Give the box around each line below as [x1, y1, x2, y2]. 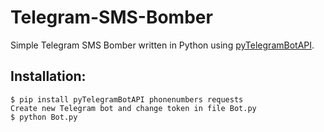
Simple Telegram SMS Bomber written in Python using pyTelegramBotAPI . [10, 39, 315, 51]
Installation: [10, 68, 87, 85]
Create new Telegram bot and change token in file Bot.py [10, 103, 257, 113]
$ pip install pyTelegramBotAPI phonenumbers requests [10, 94, 244, 105]
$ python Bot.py [10, 112, 78, 122]
